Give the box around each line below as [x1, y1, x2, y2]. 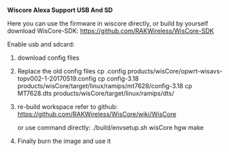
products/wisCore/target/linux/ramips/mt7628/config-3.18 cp [17, 82, 192, 90]
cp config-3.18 [97, 74, 139, 83]
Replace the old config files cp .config [17, 67, 126, 75]
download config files [17, 53, 80, 62]
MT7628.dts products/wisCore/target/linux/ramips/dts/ [17, 90, 175, 97]
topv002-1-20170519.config [17, 74, 96, 83]
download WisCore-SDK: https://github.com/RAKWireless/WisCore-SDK [7, 27, 214, 35]
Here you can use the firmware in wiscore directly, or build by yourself [7, 19, 208, 27]
